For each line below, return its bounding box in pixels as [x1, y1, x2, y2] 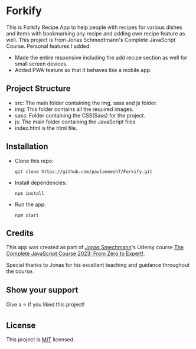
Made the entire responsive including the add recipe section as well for [14, 54, 188, 61]
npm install [14, 190, 44, 196]
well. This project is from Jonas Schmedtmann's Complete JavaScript [6, 36, 176, 43]
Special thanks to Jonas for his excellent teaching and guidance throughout [6, 262, 190, 269]
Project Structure [6, 84, 71, 94]
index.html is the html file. [14, 124, 78, 131]
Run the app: [14, 201, 46, 208]
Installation [6, 142, 48, 152]
